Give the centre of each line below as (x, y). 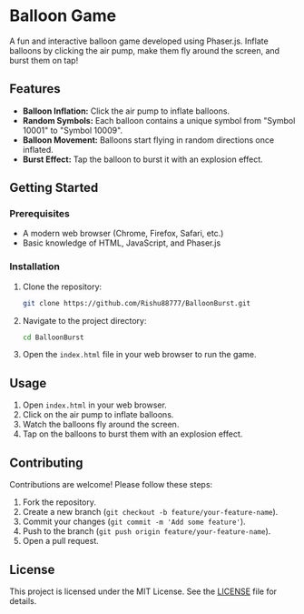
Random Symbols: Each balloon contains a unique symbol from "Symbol (159, 120)
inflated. (38, 149)
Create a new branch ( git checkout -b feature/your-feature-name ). (150, 512)
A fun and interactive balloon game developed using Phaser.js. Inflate (139, 41)
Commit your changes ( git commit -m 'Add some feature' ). (134, 522)
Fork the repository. (59, 502)
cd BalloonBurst (53, 337)
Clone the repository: (62, 287)
